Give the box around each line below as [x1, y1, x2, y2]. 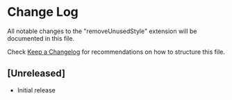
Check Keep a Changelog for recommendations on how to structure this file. [7, 48, 226, 56]
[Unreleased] [7, 68, 66, 79]
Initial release [17, 86, 56, 94]
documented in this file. [7, 34, 75, 42]
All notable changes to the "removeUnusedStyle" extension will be [7, 27, 197, 35]
